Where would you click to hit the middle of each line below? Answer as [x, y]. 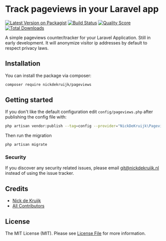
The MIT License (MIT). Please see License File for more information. [75, 234]
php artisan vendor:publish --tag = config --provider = [62, 126]
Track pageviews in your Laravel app [82, 9]
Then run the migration [28, 136]
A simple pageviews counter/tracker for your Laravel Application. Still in [78, 38]
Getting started [29, 100]
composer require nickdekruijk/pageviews [48, 84]
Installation [23, 63]
